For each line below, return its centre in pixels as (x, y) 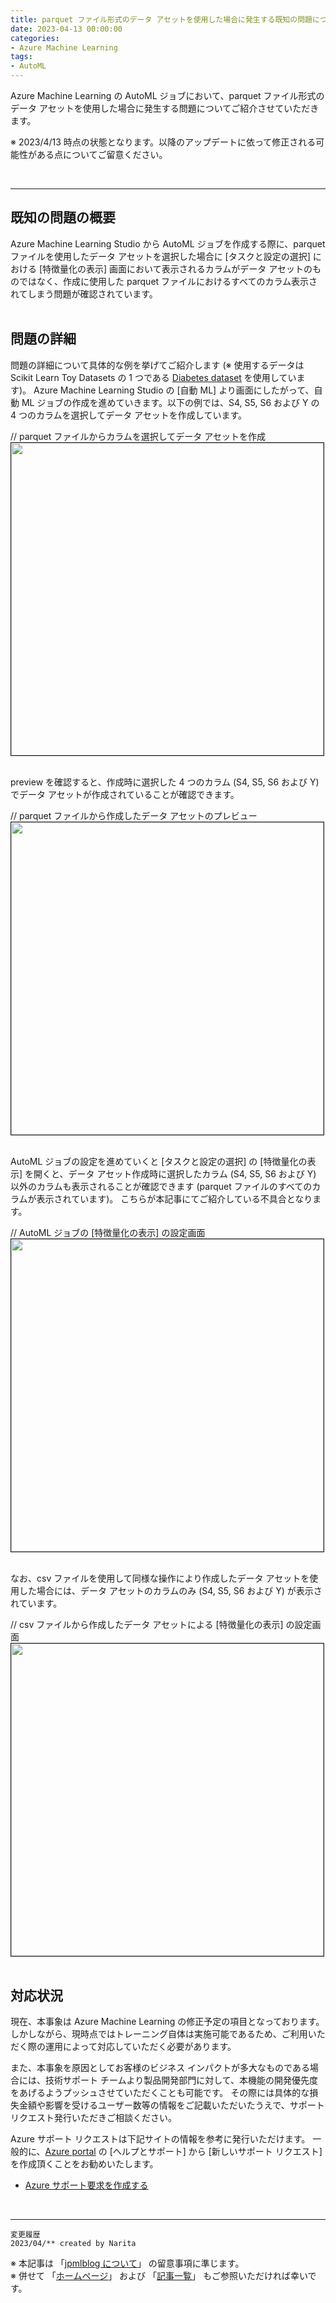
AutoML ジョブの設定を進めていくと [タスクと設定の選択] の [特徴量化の (159, 1161)
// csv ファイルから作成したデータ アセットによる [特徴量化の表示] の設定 (161, 1624)
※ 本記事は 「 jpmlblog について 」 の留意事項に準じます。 (127, 2263)
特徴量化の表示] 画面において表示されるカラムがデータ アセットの (177, 268)
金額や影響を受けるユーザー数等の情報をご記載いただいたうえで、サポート (171, 2105)
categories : (35, 38)
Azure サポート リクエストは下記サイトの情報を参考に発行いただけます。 (160, 2139)
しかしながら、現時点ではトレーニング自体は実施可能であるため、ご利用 (159, 2034)
